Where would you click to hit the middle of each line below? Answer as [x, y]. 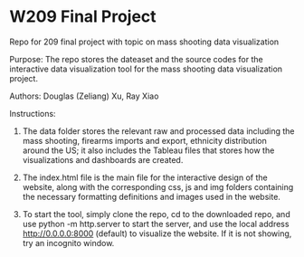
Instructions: [33, 113]
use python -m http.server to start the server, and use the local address [156, 224]
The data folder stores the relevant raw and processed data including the [159, 131]
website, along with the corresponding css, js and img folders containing [158, 186]
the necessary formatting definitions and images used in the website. [151, 196]
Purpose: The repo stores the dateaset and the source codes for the [137, 59]
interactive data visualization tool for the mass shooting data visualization [146, 69]
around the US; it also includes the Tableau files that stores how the [148, 150]
